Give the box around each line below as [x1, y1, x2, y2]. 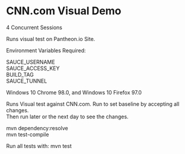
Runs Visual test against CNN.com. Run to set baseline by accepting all [6, 100, 180, 108]
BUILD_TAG [6, 71, 34, 78]
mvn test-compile [6, 131, 49, 138]
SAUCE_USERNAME [6, 58, 55, 65]
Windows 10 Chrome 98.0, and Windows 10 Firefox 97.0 [6, 89, 142, 96]
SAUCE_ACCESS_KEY [6, 64, 60, 72]
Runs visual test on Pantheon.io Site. [6, 35, 95, 42]
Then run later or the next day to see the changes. [6, 113, 129, 120]
